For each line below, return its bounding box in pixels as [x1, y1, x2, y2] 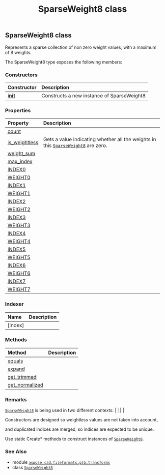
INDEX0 [7, 166, 26, 173]
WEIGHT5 [7, 254, 31, 261]
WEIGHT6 [7, 270, 31, 277]
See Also [5, 448, 27, 455]
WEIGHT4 [7, 238, 31, 245]
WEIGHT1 [7, 190, 31, 197]
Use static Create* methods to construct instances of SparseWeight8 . [5, 436, 144, 442]
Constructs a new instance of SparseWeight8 [41, 92, 146, 99]
